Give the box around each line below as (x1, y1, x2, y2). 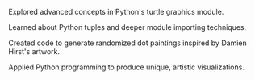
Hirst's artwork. (8, 47, 61, 56)
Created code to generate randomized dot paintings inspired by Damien (8, 38, 248, 48)
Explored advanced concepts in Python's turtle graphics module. (8, 7, 224, 16)
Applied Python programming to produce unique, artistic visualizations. (8, 62, 245, 72)
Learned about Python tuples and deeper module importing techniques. (8, 23, 247, 32)
